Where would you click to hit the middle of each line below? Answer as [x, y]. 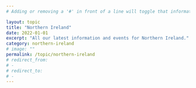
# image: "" [20, 49]
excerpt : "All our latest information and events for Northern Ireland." [98, 38]
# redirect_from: [27, 60]
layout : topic [23, 22]
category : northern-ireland [40, 44]
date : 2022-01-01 [27, 33]
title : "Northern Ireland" [39, 27]
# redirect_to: [24, 71]
